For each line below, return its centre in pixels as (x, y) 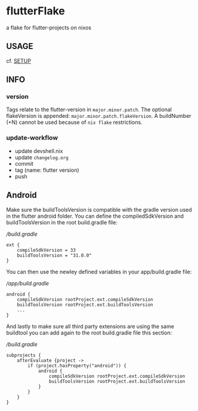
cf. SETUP (19, 60)
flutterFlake (36, 11)
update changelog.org (41, 157)
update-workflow (32, 138)
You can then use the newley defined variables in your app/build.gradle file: (99, 272)
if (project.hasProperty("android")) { (77, 366)
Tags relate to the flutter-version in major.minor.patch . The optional (89, 109)
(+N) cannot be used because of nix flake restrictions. (74, 122)
